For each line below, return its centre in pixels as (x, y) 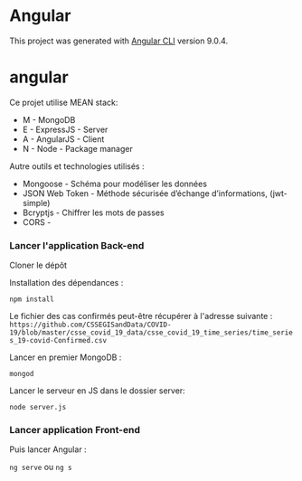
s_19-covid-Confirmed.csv (58, 341)
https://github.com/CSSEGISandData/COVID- (90, 325)
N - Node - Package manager (77, 148)
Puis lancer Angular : (48, 449)
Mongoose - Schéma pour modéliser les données (115, 184)
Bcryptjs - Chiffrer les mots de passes (93, 212)
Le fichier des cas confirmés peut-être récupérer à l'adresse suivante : (141, 316)
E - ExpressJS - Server (65, 129)
